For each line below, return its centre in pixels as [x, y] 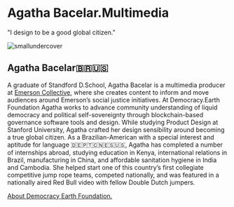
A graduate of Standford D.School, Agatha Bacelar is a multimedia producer [116, 85]
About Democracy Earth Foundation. [60, 196]
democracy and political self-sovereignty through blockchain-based [105, 114]
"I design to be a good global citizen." [61, 32]
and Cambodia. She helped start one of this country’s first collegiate [106, 167]
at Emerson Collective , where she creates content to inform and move [108, 92]
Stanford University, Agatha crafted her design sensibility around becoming [116, 129]
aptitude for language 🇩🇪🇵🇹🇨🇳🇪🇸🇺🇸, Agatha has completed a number [115, 145]
